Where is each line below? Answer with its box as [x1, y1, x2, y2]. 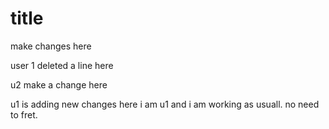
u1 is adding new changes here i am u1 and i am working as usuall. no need [10, 98, 320, 110]
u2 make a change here [10, 78, 108, 91]
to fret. [10, 108, 38, 121]
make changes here [10, 40, 92, 52]
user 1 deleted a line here [10, 59, 114, 71]
